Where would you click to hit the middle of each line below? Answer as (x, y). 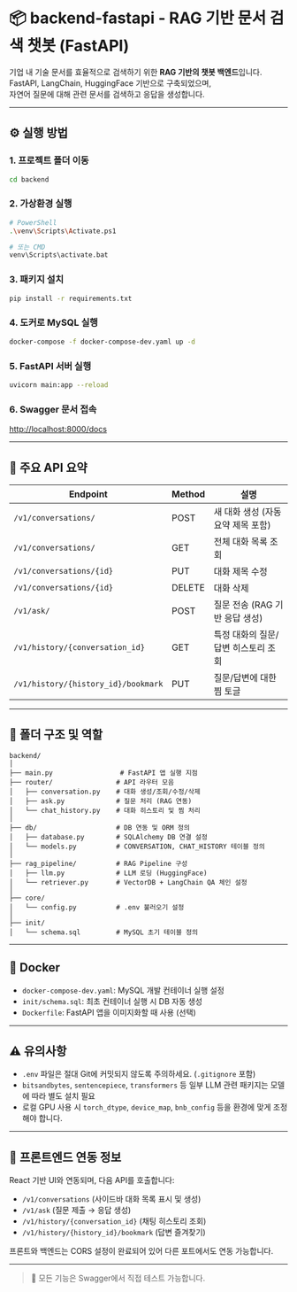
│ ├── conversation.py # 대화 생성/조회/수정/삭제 (105, 792)
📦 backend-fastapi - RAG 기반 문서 (138, 18)
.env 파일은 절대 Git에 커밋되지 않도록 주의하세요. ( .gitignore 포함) (139, 1074)
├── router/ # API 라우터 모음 (92, 782)
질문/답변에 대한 (245, 677)
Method (189, 494)
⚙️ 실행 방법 (39, 133)
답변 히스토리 (239, 647)
